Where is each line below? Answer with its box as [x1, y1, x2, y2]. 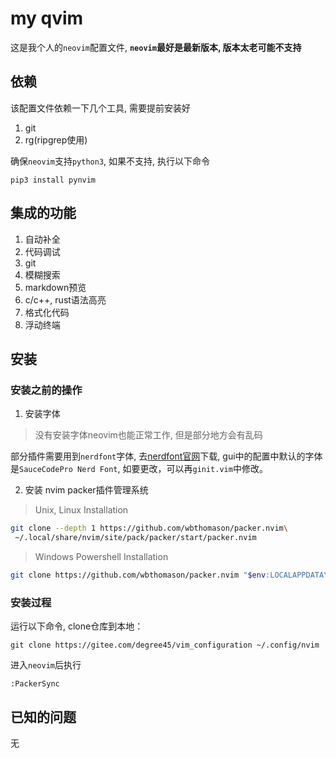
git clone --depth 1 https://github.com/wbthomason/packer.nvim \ [10, 523, 288, 534]
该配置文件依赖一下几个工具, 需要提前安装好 [10, 102, 191, 114]
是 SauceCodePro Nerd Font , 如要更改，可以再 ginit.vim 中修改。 [10, 463, 268, 475]
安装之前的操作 [10, 383, 83, 397]
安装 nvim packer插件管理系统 [24, 484, 149, 496]
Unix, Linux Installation [34, 504, 129, 516]
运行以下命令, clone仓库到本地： [10, 620, 144, 632]
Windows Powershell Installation [34, 551, 169, 562]
